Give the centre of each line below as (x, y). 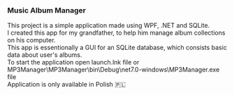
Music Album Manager (46, 10)
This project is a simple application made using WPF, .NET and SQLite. (109, 26)
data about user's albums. (45, 55)
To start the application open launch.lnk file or (73, 62)
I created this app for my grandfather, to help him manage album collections (116, 33)
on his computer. (31, 40)
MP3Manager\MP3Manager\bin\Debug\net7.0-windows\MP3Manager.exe (114, 70)
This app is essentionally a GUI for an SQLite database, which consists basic (117, 48)
